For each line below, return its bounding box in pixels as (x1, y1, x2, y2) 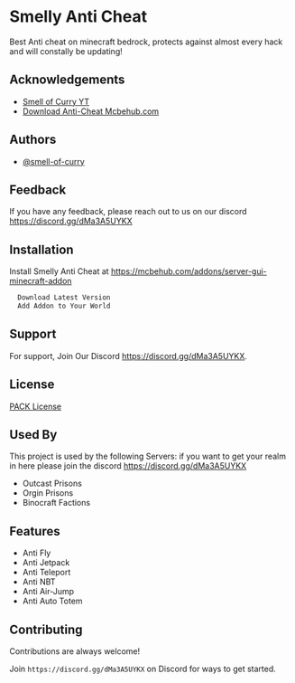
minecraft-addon (9, 276, 72, 287)
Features (9, 523, 60, 539)
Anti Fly (22, 547, 51, 558)
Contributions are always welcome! (9, 646, 141, 657)
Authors (9, 132, 57, 147)
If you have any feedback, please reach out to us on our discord (9, 206, 247, 217)
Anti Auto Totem (22, 595, 83, 607)
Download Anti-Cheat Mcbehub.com (22, 106, 160, 117)
